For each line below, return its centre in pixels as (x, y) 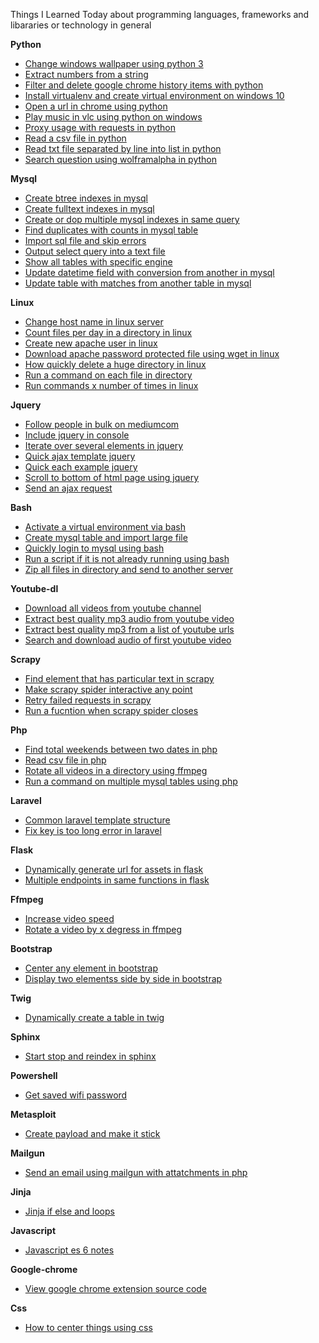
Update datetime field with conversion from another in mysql (149, 272)
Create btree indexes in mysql (86, 198)
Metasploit (33, 1114)
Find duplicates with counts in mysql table (111, 230)
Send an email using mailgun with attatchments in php (136, 1172)
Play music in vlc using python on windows (113, 117)
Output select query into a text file (95, 251)
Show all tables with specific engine (98, 262)
